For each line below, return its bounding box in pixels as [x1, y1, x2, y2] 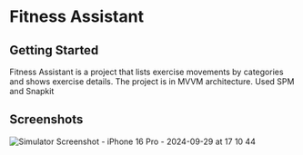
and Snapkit [9, 86, 55, 96]
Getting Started [9, 43, 99, 58]
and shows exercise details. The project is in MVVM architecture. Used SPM [9, 76, 295, 87]
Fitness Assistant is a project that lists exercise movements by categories [9, 66, 284, 77]
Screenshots [9, 111, 84, 128]
